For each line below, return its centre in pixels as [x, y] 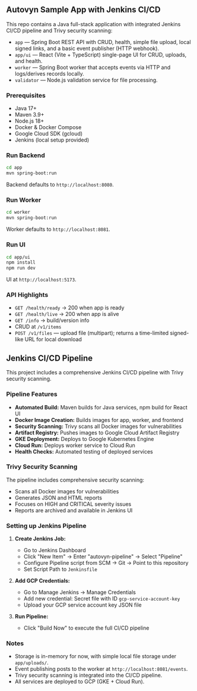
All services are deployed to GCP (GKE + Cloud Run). [80, 681]
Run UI [16, 245]
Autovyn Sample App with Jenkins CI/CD [83, 10]
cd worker [18, 212]
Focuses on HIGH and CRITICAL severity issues [73, 504]
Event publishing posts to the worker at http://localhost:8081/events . [101, 669]
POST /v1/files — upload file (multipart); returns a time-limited [92, 333]
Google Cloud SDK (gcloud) [49, 134]
